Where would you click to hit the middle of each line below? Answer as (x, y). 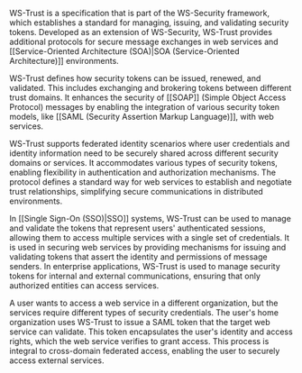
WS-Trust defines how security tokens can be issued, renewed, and (135, 78)
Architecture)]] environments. (64, 61)
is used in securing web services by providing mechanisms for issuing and (148, 247)
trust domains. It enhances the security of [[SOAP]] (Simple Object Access (148, 97)
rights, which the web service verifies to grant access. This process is (139, 341)
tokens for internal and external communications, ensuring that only (135, 276)
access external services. (57, 360)
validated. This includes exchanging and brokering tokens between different (151, 88)
